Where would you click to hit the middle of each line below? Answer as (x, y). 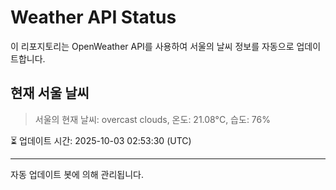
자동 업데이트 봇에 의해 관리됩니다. (77, 174)
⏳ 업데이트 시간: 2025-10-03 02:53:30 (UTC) (101, 140)
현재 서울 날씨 (50, 93)
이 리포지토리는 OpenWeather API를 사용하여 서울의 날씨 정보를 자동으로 (152, 46)
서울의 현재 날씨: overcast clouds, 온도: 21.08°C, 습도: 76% (152, 119)
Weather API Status (93, 17)
